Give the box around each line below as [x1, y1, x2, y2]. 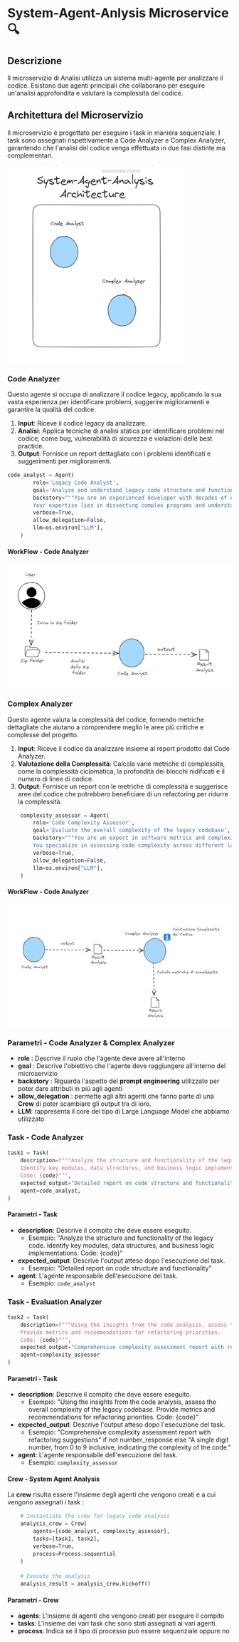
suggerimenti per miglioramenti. [17, 457, 112, 466]
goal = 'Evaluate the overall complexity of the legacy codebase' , [33, 827, 231, 834]
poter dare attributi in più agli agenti [17, 1084, 123, 1092]
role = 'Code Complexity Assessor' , [33, 819, 135, 826]
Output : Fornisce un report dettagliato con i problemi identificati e [17, 449, 211, 458]
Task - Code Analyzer [7, 1132, 84, 1142]
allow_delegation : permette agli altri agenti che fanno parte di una [17, 1092, 215, 1100]
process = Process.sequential [33, 1550, 116, 1557]
